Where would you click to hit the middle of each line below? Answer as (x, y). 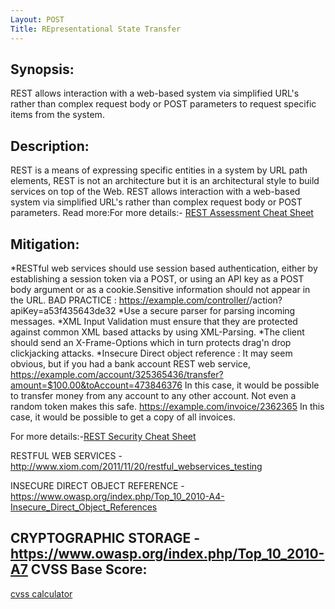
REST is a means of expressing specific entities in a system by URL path (159, 170)
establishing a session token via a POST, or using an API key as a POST (157, 278)
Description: (50, 146)
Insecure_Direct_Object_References (84, 507)
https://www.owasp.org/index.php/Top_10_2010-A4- (117, 496)
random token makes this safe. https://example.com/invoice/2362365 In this (167, 406)
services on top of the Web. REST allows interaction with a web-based (155, 192)
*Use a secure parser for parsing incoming (207, 310)
